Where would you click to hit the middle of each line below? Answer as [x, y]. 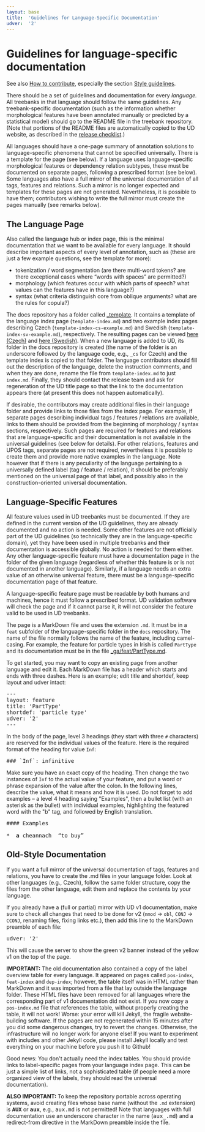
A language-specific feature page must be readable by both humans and [98, 593]
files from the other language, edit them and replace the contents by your [99, 889]
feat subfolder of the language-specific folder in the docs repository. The [99, 631]
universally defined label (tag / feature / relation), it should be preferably [97, 470]
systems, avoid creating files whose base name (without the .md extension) [101, 1103]
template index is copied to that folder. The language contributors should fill [102, 360]
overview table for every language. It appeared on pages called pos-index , [100, 975]
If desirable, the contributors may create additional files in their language [98, 405]
